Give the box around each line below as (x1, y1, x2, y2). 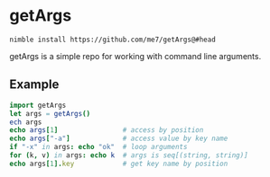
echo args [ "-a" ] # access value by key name (9, 134, 228, 144)
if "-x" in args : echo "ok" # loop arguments (9, 143, 188, 152)
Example (9, 77, 60, 93)
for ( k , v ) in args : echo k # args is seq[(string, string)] (9, 151, 248, 160)
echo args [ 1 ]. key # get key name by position (9, 159, 228, 168)
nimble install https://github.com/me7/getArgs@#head (9, 35, 217, 44)
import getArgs (9, 101, 67, 110)
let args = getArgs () (9, 109, 91, 118)
